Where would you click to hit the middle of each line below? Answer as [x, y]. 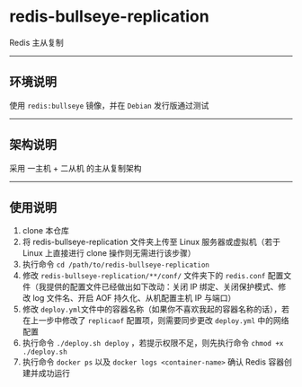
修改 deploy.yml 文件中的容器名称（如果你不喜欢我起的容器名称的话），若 [156, 309]
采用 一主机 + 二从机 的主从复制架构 [75, 168]
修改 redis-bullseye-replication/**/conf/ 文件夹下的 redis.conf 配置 [153, 276]
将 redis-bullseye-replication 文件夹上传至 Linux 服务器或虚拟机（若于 [151, 242]
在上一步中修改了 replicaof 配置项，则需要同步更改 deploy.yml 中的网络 [155, 321]
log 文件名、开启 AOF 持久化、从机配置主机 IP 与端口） [134, 298]
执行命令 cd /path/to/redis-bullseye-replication [115, 264]
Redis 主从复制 [37, 42]
